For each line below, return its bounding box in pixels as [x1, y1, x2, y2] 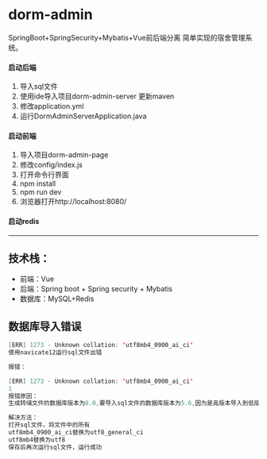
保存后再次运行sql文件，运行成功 [8, 443, 102, 451]
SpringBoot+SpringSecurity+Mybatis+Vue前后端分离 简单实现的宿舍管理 [8, 33, 246, 42]
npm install [19, 179, 56, 188]
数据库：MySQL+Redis [19, 294, 95, 303]
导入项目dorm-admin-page [19, 150, 109, 160]
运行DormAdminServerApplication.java [19, 111, 147, 121]
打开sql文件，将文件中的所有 [8, 421, 91, 430]
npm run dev [19, 187, 62, 197]
